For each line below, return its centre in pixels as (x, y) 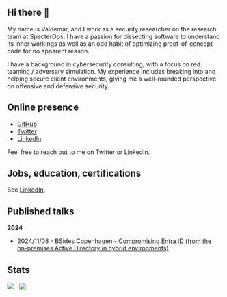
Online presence (43, 108)
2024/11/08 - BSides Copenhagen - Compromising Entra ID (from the (114, 241)
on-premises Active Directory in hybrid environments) (93, 248)
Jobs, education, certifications (74, 173)
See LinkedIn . (26, 190)
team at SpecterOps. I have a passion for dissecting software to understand (113, 36)
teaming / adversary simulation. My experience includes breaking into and (111, 71)
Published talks (41, 211)
